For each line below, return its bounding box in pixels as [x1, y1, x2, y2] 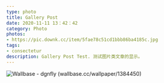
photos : [6, 31, 26, 37]
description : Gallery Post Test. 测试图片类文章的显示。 [6, 54, 143, 60]
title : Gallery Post [6, 14, 59, 20]
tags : [6, 43, 20, 49]
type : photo [6, 8, 36, 15]
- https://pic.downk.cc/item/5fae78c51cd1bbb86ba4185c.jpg [6, 37, 159, 43]
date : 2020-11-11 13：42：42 [6, 20, 78, 26]
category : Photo [6, 25, 47, 32]
